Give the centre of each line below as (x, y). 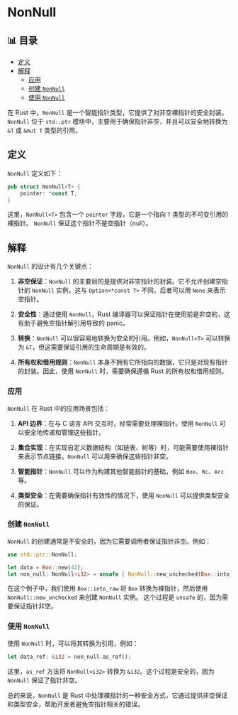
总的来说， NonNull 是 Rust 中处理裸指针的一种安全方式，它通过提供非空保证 (118, 695)
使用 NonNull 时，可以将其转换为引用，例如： (73, 643)
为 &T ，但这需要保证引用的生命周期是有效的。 (84, 347)
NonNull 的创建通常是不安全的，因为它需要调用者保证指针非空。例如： (109, 541)
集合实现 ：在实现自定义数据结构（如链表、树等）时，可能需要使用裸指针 (123, 447)
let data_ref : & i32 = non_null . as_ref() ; (69, 657)
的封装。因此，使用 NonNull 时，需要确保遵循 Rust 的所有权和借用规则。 (123, 371)
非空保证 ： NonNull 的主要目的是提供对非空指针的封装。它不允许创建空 (119, 281)
